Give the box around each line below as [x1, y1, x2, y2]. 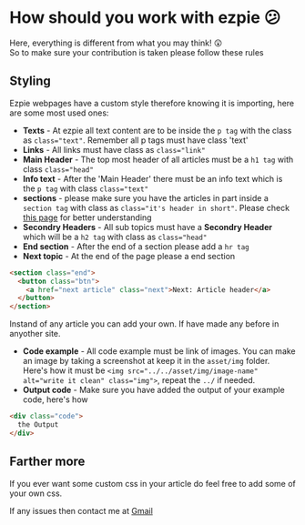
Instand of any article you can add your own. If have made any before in [9, 318, 280, 329]
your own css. [9, 488, 63, 499]
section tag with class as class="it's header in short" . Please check [22, 202, 290, 213]
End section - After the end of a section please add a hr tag [22, 240, 249, 252]
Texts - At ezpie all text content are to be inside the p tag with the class [22, 125, 292, 136]
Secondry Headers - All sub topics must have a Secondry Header [22, 221, 273, 232]
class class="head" [22, 163, 94, 175]
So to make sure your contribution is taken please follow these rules [9, 46, 264, 57]
